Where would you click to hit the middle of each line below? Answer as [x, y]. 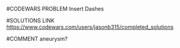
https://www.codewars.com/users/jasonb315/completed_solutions [90, 27]
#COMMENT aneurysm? [37, 39]
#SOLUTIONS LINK [31, 20]
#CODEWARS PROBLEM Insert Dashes [55, 9]
